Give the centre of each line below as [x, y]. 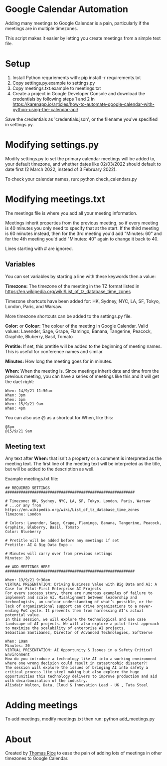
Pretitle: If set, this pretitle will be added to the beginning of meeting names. [83, 346]
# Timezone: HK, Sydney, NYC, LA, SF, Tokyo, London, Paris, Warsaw [78, 501]
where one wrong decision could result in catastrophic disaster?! [77, 663]
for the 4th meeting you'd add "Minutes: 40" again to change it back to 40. [82, 238]
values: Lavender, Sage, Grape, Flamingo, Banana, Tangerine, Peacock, [79, 331]
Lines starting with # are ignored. [39, 248]
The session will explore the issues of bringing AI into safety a [77, 668]
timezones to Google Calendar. [37, 758]
